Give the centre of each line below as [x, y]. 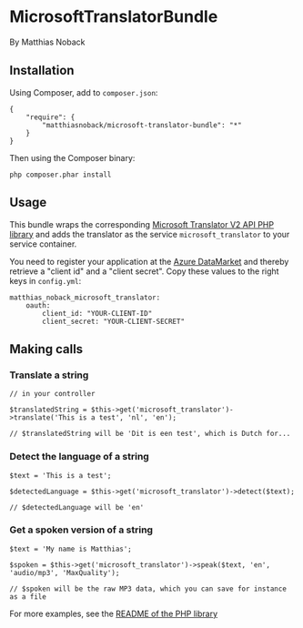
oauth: [38, 305]
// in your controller [52, 394]
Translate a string [49, 375]
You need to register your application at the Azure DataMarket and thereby [149, 261]
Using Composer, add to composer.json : [84, 92]
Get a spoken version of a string [81, 530]
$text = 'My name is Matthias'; [71, 549]
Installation [42, 71]
